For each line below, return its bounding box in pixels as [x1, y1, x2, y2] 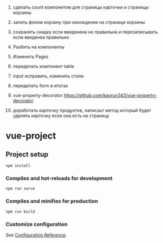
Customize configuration [5, 220, 68, 227]
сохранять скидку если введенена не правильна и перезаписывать [12, 29, 158, 34]
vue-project [5, 130, 56, 141]
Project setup [5, 150, 49, 158]
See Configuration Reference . [5, 232, 67, 238]
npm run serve [5, 186, 35, 191]
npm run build [5, 209, 35, 214]
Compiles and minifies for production [5, 197, 98, 204]
